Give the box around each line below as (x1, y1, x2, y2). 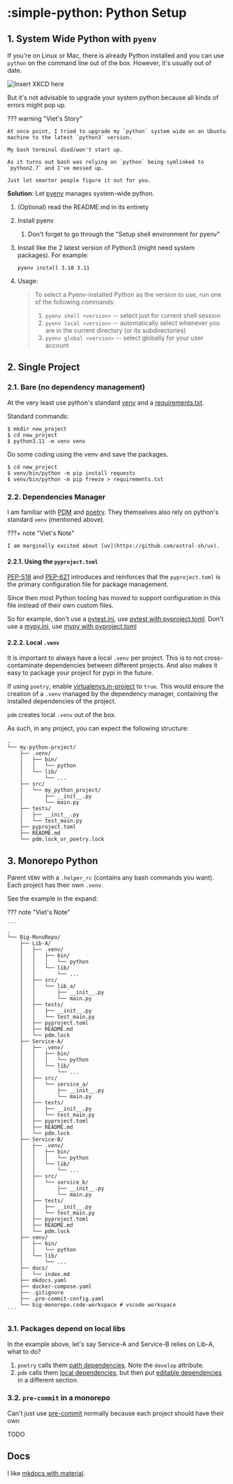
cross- (204, 653, 223, 663)
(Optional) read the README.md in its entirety (17, 203, 149, 211)
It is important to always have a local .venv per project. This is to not (7, 653, 204, 663)
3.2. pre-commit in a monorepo (7, 1393, 110, 1403)
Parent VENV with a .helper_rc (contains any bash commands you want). (7, 873, 214, 882)
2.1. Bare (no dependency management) (7, 382, 145, 392)
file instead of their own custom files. (7, 601, 114, 610)
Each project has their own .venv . (7, 881, 103, 889)
